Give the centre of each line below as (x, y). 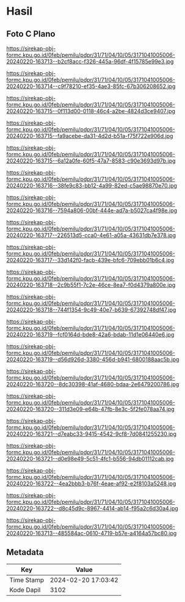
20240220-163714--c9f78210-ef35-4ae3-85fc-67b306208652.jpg (91, 86)
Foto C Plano (31, 34)
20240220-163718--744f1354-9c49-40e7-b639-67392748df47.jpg (91, 310)
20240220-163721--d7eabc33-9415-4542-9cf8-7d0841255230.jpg (92, 434)
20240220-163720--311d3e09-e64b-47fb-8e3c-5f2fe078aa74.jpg (91, 409)
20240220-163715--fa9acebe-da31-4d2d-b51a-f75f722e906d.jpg (90, 136)
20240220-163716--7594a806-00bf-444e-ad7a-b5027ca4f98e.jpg (92, 210)
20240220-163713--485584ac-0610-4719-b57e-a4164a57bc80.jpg (92, 533)
